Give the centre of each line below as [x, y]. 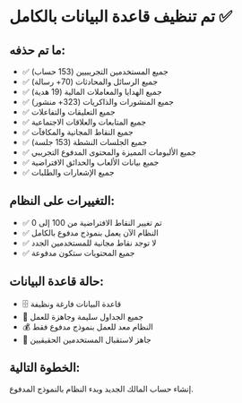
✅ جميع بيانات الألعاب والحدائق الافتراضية [91, 162]
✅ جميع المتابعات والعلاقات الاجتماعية [84, 122]
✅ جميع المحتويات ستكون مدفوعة [78, 253]
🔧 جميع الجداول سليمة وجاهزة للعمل [83, 316]
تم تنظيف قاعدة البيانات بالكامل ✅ [121, 17]
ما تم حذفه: [37, 50]
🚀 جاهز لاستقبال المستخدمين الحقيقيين [86, 339]
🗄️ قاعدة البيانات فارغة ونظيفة [72, 304]
